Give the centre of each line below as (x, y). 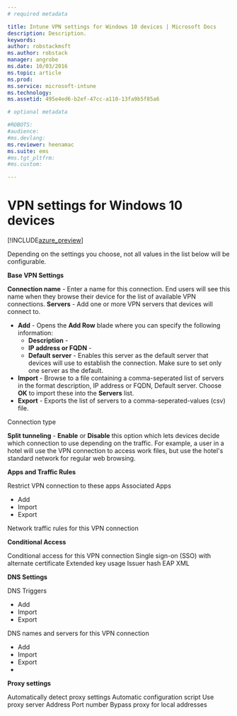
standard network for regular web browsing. (71, 459)
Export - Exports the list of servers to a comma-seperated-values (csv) (122, 401)
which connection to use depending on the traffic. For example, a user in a (116, 443)
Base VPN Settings (36, 275)
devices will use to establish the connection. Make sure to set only (125, 363)
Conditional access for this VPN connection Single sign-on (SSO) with (109, 556)
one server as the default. (66, 371)
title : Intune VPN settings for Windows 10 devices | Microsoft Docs (112, 27)
